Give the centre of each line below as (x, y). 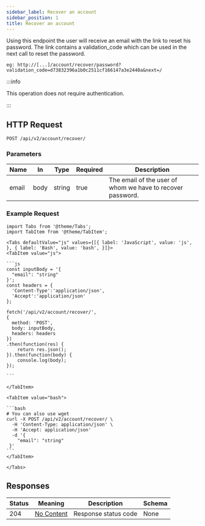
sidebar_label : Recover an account (52, 12)
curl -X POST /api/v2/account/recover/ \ (60, 419)
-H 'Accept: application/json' (52, 430)
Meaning (51, 503)
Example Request (33, 213)
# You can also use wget (38, 413)
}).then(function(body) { (39, 355)
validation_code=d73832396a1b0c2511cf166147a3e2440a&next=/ (85, 70)
